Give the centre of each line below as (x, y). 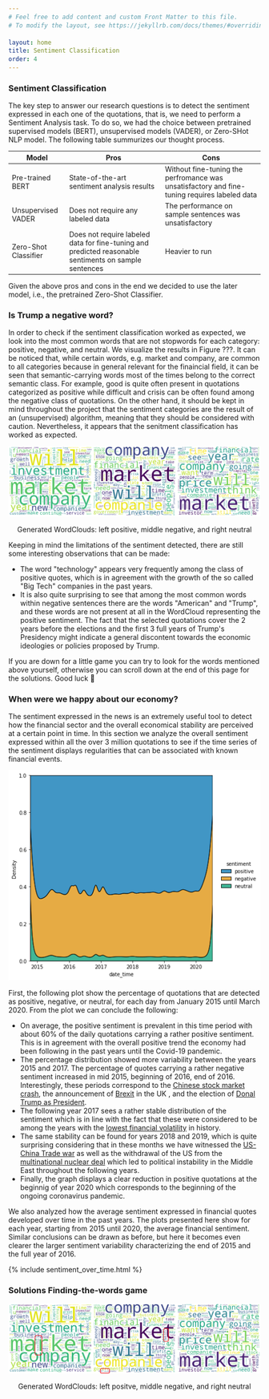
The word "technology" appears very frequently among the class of (132, 568)
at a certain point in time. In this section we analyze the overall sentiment (128, 733)
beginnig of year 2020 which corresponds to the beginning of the (128, 1187)
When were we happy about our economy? (93, 699)
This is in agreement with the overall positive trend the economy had (133, 1042)
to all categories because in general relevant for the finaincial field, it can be (133, 367)
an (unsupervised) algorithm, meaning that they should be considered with (131, 418)
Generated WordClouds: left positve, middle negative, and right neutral (134, 1386)
